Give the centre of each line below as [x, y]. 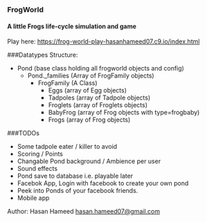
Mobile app [33, 198]
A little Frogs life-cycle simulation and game [72, 26]
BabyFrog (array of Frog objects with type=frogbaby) [124, 113]
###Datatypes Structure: [43, 55]
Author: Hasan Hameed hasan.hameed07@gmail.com [84, 212]
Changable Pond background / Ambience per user [89, 161]
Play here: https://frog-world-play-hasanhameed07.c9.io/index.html [103, 41]
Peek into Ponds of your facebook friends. [78, 191]
